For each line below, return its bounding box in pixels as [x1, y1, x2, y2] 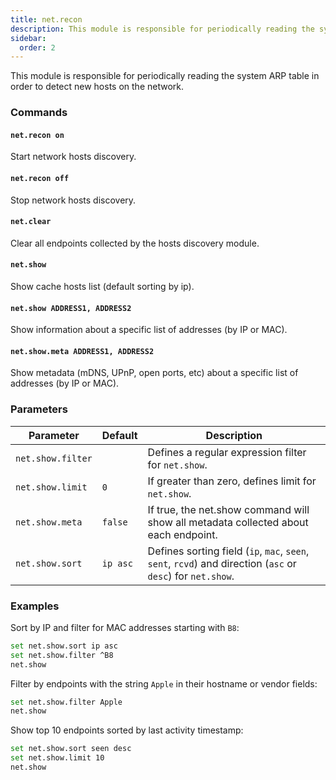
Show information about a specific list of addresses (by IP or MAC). [10, 324, 288, 336]
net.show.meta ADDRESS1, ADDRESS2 [10, 346, 155, 356]
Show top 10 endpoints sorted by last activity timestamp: [10, 724, 244, 736]
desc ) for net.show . [147, 569, 235, 583]
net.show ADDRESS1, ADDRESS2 [10, 303, 132, 313]
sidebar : [10, 33, 47, 43]
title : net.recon [10, 14, 83, 25]
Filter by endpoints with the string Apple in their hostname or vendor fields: [10, 677, 318, 690]
